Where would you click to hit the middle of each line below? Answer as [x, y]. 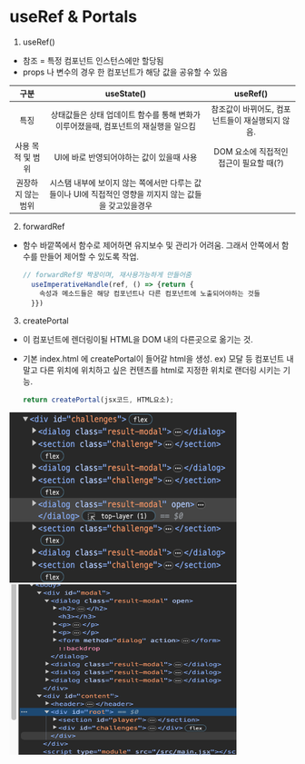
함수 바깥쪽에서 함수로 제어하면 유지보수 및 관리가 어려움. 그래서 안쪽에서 [151, 245]
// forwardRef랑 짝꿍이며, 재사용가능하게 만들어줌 [107, 274]
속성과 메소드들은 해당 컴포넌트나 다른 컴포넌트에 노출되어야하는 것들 [150, 294]
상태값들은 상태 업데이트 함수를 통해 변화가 [126, 114]
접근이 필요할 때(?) [251, 163]
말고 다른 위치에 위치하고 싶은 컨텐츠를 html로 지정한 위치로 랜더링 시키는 [152, 371]
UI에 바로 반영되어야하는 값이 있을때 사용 [126, 157]
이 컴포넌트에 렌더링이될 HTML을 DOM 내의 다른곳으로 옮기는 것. [138, 340]
